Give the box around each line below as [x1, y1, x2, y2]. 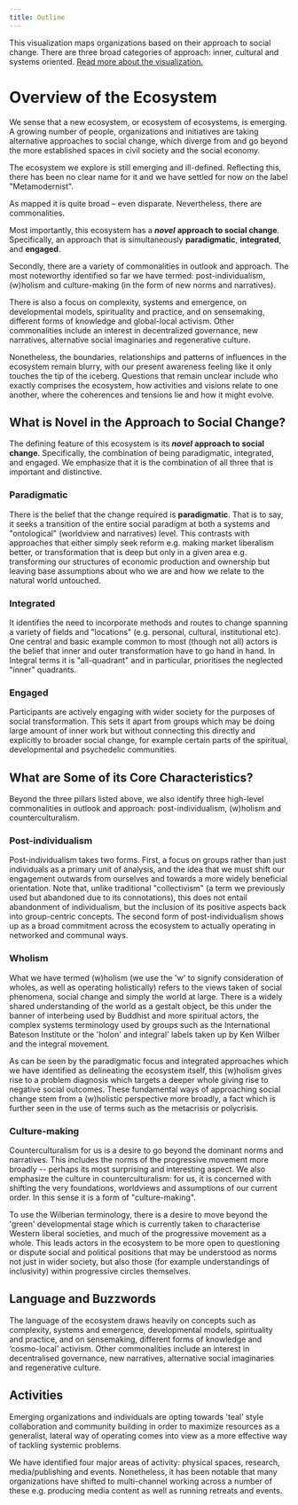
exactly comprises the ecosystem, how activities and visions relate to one [9, 380, 278, 390]
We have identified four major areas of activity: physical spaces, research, [9, 1456, 281, 1468]
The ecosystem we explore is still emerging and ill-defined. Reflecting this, [9, 161, 282, 173]
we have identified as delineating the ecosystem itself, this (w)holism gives [9, 1065, 282, 1076]
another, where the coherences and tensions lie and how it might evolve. [9, 389, 275, 400]
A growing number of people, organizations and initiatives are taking [9, 126, 259, 137]
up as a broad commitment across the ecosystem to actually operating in [9, 921, 277, 931]
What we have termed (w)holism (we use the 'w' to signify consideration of [9, 972, 284, 983]
